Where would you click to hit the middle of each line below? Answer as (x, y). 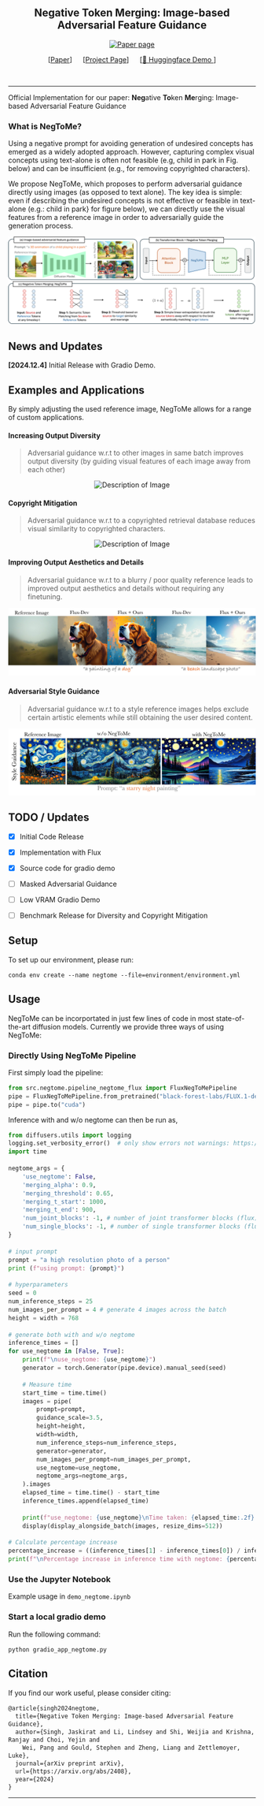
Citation (28, 1674)
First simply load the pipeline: (56, 1072)
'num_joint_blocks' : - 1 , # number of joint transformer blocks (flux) (140, 1218)
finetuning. (45, 596)
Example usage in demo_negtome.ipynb (70, 1596)
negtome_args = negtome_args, (82, 1476)
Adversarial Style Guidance (54, 691)
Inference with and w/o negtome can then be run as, (93, 1119)
